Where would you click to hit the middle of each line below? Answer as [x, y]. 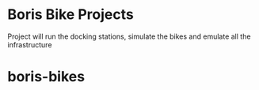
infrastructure [30, 44]
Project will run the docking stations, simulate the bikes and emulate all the [129, 36]
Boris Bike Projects [70, 15]
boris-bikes [46, 77]
